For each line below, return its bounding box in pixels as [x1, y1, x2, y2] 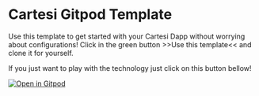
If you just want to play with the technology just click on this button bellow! [8, 63, 252, 72]
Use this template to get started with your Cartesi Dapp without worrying [8, 31, 246, 41]
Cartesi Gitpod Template [8, 6, 173, 24]
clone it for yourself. [8, 48, 74, 57]
